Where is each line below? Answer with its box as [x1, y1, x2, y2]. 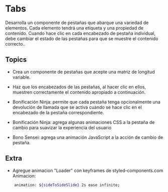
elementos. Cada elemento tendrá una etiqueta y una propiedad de [5, 25, 144, 31]
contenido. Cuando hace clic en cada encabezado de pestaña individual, [5, 30, 155, 36]
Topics [5, 56, 27, 64]
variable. [12, 74, 31, 80]
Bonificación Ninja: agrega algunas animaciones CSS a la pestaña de [12, 119, 155, 125]
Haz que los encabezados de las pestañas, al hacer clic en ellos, [12, 84, 146, 90]
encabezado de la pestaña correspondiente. [12, 109, 104, 115]
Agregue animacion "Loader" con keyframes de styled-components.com [12, 167, 163, 173]
